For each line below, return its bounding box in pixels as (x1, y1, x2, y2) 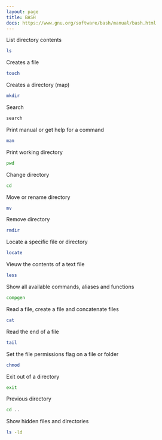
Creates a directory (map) (6, 82, 70, 89)
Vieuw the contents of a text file (6, 261, 85, 268)
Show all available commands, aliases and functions (6, 283, 135, 290)
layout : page (6, 8, 39, 15)
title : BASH (6, 14, 36, 20)
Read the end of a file (6, 328, 59, 335)
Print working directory (6, 148, 63, 156)
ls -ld (6, 429, 23, 435)
